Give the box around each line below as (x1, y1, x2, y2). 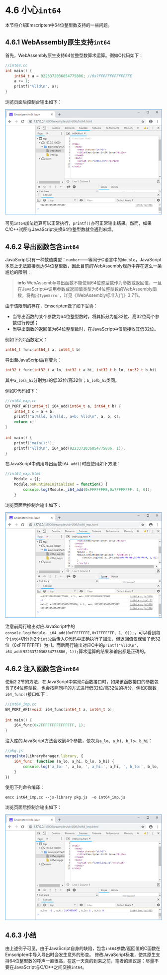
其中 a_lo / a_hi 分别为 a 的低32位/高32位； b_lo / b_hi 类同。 (5, 377, 120, 383)
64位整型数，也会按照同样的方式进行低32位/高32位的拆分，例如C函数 (13, 685, 157, 691)
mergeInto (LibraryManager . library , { (5, 754, 83, 759)
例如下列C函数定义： (5, 337, 48, 343)
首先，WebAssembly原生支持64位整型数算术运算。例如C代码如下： (5, 52, 144, 58)
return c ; (14, 419, 35, 425)
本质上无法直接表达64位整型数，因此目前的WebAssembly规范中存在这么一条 (5, 263, 162, 269)
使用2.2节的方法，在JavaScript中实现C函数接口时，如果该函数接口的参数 (5, 678, 155, 685)
